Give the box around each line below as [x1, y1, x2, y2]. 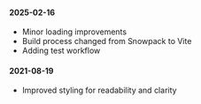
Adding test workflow [21, 45, 101, 56]
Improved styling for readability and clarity [21, 85, 177, 96]
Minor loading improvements [21, 26, 127, 37]
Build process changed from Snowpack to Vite [21, 36, 192, 47]
